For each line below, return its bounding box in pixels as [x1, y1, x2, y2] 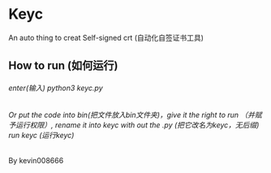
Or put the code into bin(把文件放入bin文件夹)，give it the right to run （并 [8, 110, 256, 119]
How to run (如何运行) [8, 58, 118, 73]
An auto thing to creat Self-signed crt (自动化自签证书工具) [8, 32, 204, 42]
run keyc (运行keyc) [8, 130, 75, 140]
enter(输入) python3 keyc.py [8, 83, 103, 93]
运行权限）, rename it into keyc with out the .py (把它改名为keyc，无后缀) [15, 119, 260, 130]
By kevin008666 [8, 156, 64, 166]
